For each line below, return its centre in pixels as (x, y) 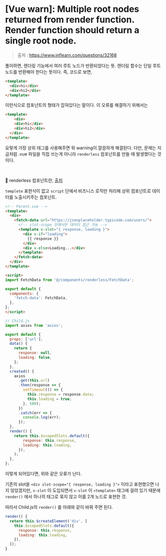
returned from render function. (70, 20)
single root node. (41, 41)
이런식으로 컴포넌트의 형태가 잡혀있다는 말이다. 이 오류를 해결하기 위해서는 (77, 105)
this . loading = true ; (49, 399)
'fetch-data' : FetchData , (41, 298)
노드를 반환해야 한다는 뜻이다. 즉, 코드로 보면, (49, 72)
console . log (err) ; (42, 418)
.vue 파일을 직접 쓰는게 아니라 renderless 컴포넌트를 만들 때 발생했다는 (87, 154)
